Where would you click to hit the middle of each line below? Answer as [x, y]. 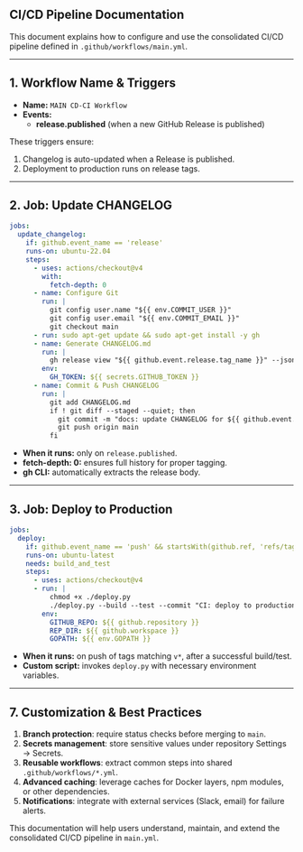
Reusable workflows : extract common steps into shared [127, 763]
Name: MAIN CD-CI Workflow [75, 105]
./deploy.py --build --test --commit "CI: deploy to [151, 605]
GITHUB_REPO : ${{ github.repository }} [124, 622]
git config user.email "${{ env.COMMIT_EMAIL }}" [145, 319]
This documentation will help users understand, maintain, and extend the [145, 829]
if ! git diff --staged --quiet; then [122, 411]
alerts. [34, 810]
